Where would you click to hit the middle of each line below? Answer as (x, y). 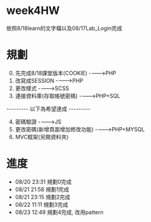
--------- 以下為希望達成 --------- (49, 109)
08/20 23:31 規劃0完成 (43, 182)
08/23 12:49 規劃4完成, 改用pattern (59, 212)
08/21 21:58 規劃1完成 (42, 189)
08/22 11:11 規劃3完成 (42, 204)
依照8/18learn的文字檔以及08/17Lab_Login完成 (64, 28)
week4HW (33, 11)
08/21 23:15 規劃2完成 (43, 197)
